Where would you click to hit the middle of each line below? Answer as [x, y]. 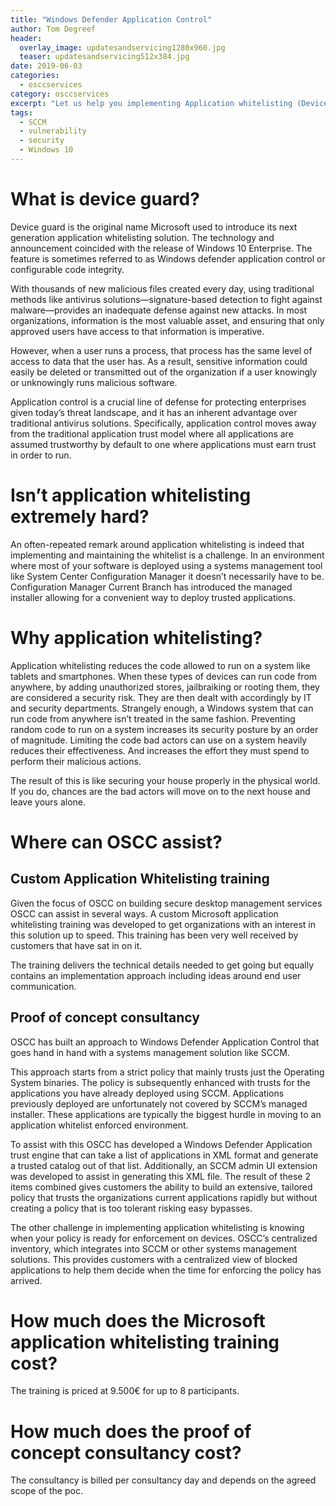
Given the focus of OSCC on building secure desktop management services [166, 903]
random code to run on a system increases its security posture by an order [164, 729]
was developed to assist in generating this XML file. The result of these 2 [160, 1176]
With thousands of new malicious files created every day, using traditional [162, 288]
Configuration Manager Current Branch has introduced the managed [151, 587]
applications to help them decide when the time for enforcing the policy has [166, 1270]
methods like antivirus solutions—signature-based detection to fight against [166, 299]
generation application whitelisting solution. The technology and [142, 237]
